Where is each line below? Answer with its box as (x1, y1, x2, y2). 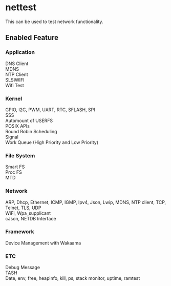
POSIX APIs (5, 122, 30, 129)
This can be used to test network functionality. (5, 18, 103, 25)
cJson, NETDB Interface (5, 215, 56, 221)
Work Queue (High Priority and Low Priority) (5, 139, 99, 145)
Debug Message (5, 264, 40, 271)
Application (5, 49, 35, 56)
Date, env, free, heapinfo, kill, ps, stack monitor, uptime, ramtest (5, 275, 140, 281)
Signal (5, 134, 19, 140)
